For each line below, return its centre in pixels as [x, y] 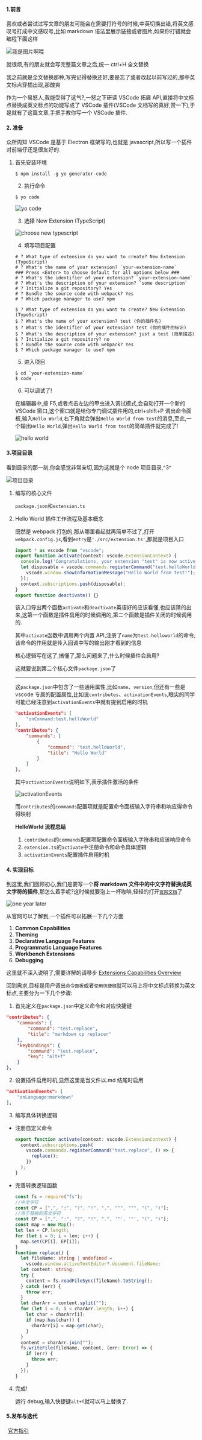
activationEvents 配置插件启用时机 [67, 855]
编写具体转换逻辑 [36, 1115]
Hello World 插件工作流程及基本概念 [59, 518]
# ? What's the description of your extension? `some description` [101, 284]
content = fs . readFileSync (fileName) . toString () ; [89, 1281]
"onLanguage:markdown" [45, 1097]
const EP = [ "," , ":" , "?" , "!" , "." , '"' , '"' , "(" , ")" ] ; [92, 1219]
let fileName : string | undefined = [66, 1258]
